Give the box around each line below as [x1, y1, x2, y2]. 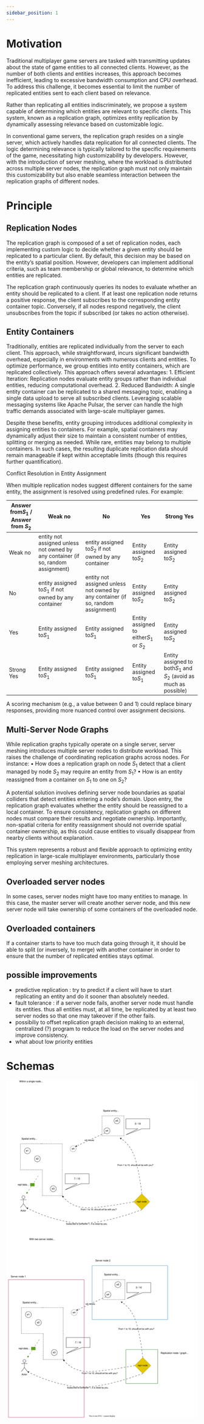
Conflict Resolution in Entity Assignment [6, 470, 107, 477]
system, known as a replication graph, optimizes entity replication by [6, 114, 178, 121]
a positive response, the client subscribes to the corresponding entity [6, 296, 180, 304]
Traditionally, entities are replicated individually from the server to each [6, 343, 184, 350]
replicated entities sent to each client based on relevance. [6, 89, 151, 97]
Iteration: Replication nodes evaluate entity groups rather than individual [6, 375, 187, 383]
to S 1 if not [38, 586, 64, 595]
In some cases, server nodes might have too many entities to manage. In [6, 893, 188, 900]
